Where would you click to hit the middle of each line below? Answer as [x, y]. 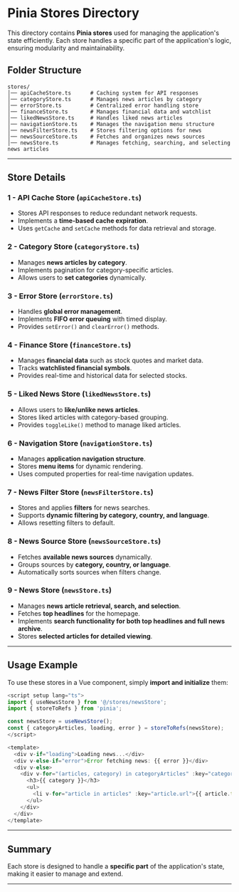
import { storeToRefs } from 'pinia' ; [65, 709]
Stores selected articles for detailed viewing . [85, 636]
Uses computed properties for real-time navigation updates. [106, 473]
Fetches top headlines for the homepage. [79, 613]
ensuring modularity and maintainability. [66, 48]
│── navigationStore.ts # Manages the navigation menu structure [111, 124]
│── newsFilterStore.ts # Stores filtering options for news [105, 130]
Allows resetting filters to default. [66, 523]
